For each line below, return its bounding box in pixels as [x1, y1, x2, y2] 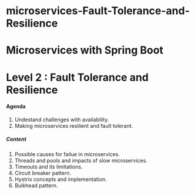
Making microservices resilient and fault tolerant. [14, 122, 133, 129]
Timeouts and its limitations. [14, 163, 83, 170]
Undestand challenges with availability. [14, 116, 109, 123]
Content [6, 135, 26, 143]
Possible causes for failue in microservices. [14, 150, 120, 157]
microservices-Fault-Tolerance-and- [6, 4, 190, 18]
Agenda [6, 103, 26, 110]
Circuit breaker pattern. [14, 169, 72, 176]
